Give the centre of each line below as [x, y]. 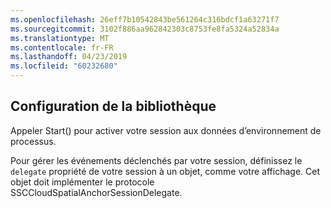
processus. [33, 141]
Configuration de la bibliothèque [113, 106]
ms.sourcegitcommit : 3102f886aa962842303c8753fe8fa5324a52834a [145, 29]
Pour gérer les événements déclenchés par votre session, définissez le [156, 160]
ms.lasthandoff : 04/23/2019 [69, 57]
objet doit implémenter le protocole [82, 182]
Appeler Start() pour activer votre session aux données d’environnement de [166, 130]
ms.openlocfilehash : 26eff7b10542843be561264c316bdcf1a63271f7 [145, 19]
